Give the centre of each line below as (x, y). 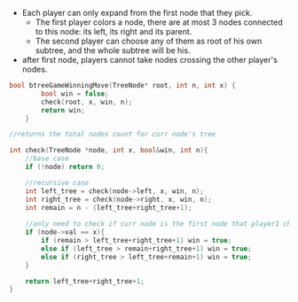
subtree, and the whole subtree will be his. (113, 50)
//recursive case (57, 182)
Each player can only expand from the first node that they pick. (137, 13)
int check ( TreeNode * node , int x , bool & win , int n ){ (109, 151)
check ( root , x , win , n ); (87, 102)
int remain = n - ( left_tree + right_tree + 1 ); (109, 207)
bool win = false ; (75, 93)
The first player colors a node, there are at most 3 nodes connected (159, 22)
